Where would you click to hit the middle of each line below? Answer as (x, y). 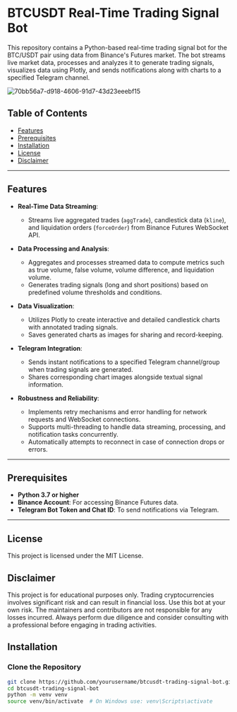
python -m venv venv (38, 695)
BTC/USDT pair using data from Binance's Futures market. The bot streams (116, 55)
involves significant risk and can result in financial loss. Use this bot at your (116, 602)
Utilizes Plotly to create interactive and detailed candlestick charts (124, 320)
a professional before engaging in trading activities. (82, 625)
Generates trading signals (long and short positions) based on (118, 284)
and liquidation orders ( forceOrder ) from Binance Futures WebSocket (128, 227)
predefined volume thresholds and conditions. (95, 292)
